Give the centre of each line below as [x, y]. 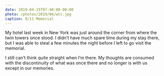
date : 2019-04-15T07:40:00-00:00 [39, 10]
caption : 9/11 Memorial [30, 19]
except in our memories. [30, 68]
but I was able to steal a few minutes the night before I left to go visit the [78, 43]
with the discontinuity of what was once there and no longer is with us [76, 63]
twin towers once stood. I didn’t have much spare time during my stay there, [82, 38]
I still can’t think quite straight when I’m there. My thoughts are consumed [80, 58]
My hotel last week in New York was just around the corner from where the [81, 33]
